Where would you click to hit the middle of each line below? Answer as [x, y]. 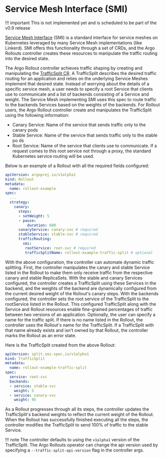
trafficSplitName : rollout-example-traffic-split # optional [89, 252]
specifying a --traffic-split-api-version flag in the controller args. [75, 450]
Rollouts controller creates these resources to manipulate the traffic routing [81, 53]
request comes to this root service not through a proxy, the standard [82, 151]
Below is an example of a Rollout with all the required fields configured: [77, 166]
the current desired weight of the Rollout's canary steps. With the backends [82, 293]
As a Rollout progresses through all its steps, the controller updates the [77, 409]
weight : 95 [25, 400]
